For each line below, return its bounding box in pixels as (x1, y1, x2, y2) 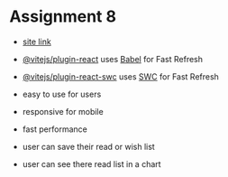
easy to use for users (22, 88, 102, 99)
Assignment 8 (9, 6, 117, 27)
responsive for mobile (22, 106, 104, 116)
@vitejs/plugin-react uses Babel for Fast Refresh (22, 53, 204, 64)
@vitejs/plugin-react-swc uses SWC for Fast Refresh (22, 70, 219, 82)
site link (22, 36, 51, 47)
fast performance (22, 124, 87, 135)
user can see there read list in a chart (22, 158, 161, 169)
